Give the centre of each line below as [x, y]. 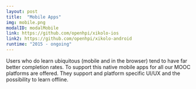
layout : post [22, 11]
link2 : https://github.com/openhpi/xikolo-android [69, 39]
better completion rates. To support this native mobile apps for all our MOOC [99, 67]
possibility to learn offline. [37, 79]
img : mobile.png [26, 22]
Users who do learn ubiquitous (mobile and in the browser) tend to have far [97, 61]
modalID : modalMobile [32, 28]
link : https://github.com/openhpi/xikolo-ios [62, 33]
